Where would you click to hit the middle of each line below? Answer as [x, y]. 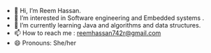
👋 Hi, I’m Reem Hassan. [48, 11]
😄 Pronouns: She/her [45, 43]
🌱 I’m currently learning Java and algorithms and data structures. [107, 25]
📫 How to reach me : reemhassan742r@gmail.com [87, 33]
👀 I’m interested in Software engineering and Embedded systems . [109, 18]
